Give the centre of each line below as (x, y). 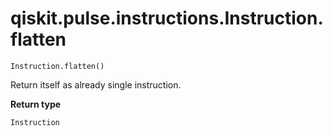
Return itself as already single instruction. (96, 84)
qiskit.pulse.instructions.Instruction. (167, 18)
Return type (36, 104)
